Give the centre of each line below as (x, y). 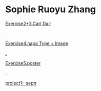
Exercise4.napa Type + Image (37, 43)
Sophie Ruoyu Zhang (51, 9)
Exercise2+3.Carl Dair (28, 24)
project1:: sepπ (21, 83)
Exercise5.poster (23, 63)
